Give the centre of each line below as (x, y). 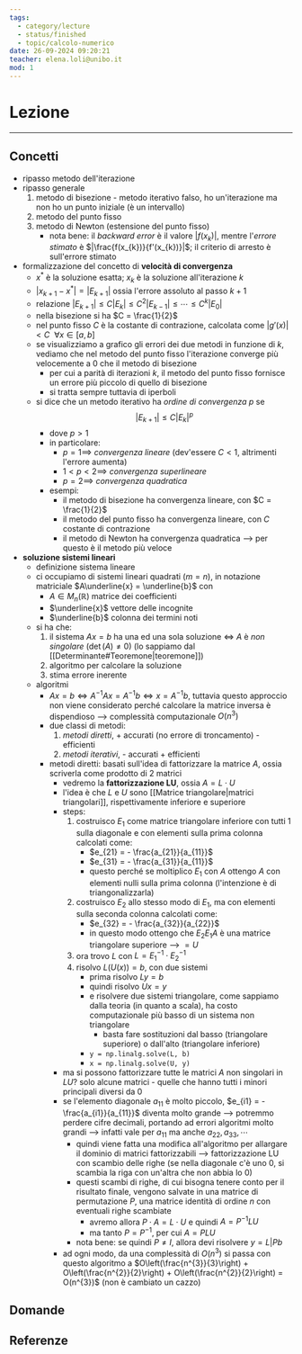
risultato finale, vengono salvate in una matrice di (167, 1191)
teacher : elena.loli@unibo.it (66, 59)
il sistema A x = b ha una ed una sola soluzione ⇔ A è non (157, 637)
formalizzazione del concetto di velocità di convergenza (128, 266)
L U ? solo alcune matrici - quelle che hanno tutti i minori (165, 1081)
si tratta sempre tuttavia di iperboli (113, 391)
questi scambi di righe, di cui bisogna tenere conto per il (180, 1182)
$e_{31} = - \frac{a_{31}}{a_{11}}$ (151, 862)
